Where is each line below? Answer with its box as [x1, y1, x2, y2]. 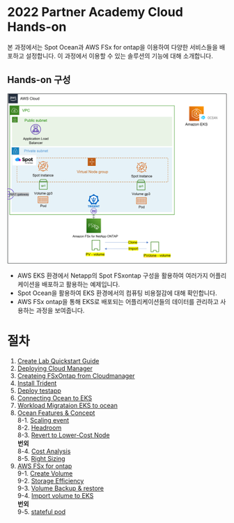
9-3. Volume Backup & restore [17, 484, 104, 492]
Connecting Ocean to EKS [17, 393, 93, 402]
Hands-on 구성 [7, 74, 71, 86]
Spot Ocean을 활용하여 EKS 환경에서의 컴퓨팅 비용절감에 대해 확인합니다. [17, 289, 217, 297]
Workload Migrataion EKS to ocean [17, 401, 118, 409]
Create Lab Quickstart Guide [17, 356, 100, 365]
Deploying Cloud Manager [17, 364, 93, 372]
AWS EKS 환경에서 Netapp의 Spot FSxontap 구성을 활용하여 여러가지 [17, 271, 208, 280]
